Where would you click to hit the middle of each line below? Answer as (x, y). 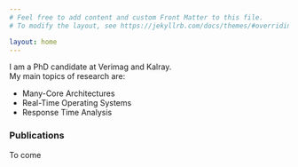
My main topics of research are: (67, 76)
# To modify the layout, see (63, 26)
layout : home (33, 42)
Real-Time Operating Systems (77, 103)
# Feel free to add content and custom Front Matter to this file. (137, 17)
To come (25, 155)
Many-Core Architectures (68, 93)
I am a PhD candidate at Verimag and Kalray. (90, 67)
